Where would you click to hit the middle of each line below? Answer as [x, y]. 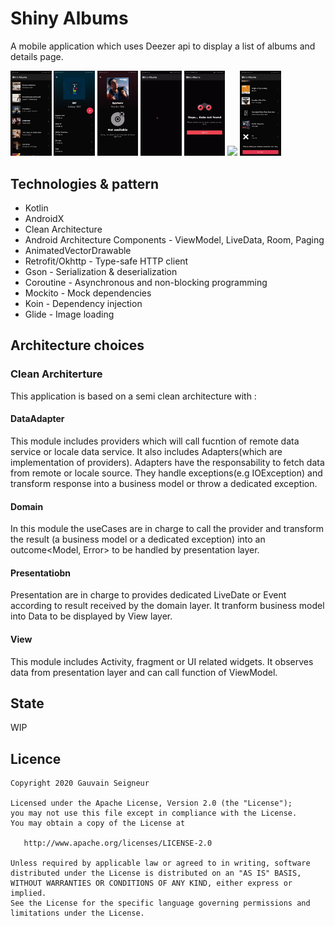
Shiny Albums [69, 18]
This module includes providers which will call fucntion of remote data [155, 441]
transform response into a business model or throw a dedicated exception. [164, 483]
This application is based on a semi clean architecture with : [133, 396]
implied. [28, 893]
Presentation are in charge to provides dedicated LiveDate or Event [148, 595]
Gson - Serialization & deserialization [101, 272]
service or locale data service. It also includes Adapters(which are [146, 451]
